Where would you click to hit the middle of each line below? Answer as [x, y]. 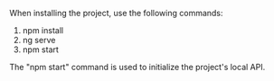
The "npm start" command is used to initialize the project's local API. [137, 67]
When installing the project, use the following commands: [116, 13]
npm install [43, 30]
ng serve [39, 40]
